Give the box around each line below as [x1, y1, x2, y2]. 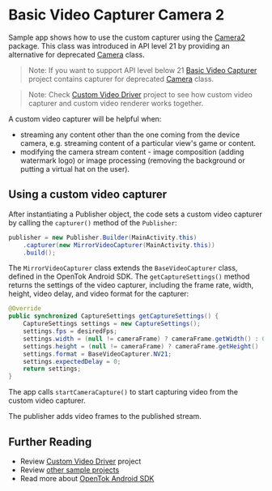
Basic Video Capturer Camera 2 [8, 6, 225, 24]
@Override [8, 305, 42, 313]
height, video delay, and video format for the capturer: [8, 289, 189, 299]
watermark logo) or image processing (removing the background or [19, 156, 245, 165]
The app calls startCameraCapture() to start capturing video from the [8, 387, 239, 397]
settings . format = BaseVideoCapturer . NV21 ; [23, 350, 172, 358]
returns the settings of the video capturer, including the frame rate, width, [8, 280, 254, 290]
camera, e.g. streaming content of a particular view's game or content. [19, 138, 257, 147]
